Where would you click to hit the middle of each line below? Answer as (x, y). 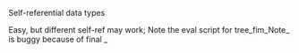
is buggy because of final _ (58, 39)
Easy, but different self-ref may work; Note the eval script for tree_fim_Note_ (149, 30)
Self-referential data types (57, 13)
